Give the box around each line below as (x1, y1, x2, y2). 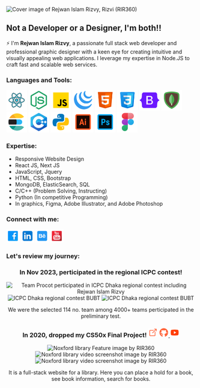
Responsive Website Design (14, 155, 84, 162)
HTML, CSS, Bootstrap (14, 174, 71, 182)
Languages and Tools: (6, 76, 72, 84)
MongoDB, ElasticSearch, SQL (14, 181, 90, 188)
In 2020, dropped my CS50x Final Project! (22, 331, 147, 339)
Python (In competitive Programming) (14, 194, 108, 201)
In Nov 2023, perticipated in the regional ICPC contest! (19, 268, 183, 276)
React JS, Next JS (14, 162, 60, 169)
